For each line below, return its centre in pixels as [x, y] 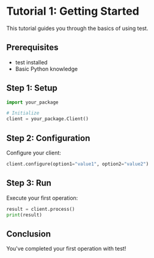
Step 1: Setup [32, 88]
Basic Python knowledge [46, 69]
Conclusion [29, 234]
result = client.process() [41, 209]
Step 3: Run [29, 183]
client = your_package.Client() [47, 119]
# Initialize [23, 113]
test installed [31, 62]
